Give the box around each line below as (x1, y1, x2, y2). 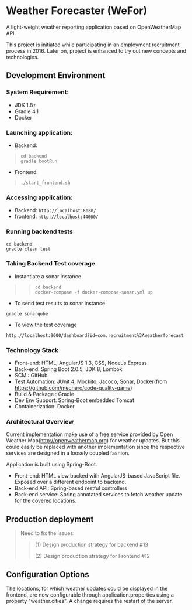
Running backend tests (6, 227, 73, 236)
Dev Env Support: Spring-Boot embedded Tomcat (14, 397, 134, 404)
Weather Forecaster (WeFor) (6, 4, 148, 18)
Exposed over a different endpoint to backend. (14, 479, 127, 486)
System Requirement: (6, 88, 69, 96)
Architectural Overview (6, 418, 74, 426)
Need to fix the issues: (20, 530, 75, 537)
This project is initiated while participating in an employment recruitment (6, 41, 180, 48)
